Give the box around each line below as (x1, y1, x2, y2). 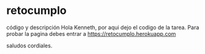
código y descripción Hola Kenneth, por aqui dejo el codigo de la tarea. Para (6, 24, 199, 31)
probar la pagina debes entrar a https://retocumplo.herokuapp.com (6, 30, 176, 37)
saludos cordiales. (6, 42, 53, 49)
